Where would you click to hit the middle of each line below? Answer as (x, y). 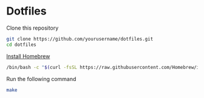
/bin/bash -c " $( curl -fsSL (42, 67)
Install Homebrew (28, 56)
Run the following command (41, 79)
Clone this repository (32, 28)
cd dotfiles (21, 44)
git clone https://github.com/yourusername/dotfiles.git (80, 39)
